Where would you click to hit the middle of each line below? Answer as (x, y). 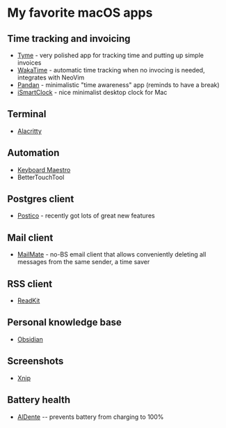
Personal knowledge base (64, 322)
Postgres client (41, 199)
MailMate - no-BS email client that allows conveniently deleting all (112, 254)
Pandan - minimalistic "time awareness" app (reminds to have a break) (119, 85)
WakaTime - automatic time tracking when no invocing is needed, (111, 70)
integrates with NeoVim (51, 77)
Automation (33, 153)
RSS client (30, 284)
